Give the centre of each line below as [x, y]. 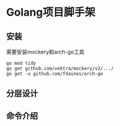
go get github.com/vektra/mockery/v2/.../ [60, 68]
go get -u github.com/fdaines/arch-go [55, 74]
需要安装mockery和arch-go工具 [46, 52]
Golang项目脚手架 [51, 12]
